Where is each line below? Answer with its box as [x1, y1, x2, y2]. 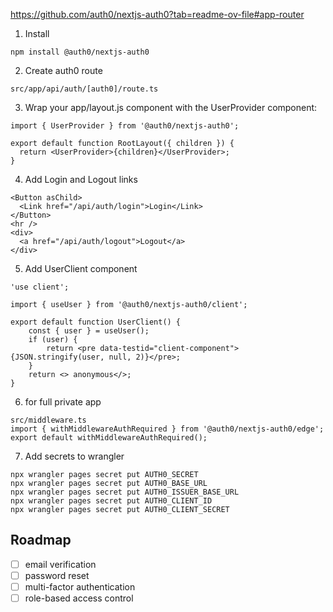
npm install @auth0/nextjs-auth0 [10, 47, 150, 57]
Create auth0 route [24, 65, 103, 76]
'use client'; [10, 282, 70, 292]
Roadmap [10, 532, 72, 549]
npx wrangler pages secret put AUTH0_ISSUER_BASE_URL [10, 487, 240, 497]
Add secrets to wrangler [24, 450, 125, 462]
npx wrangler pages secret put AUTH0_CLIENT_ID [10, 496, 213, 506]
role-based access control [24, 592, 134, 604]
